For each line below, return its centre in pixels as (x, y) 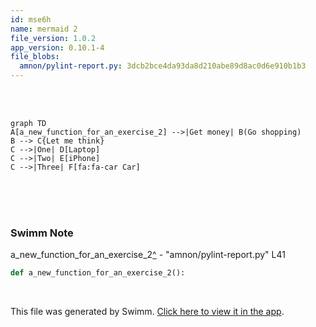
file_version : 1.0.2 (53, 38)
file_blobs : (35, 57)
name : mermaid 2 (44, 29)
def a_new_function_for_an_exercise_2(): (98, 273)
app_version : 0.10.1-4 (57, 47)
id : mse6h (31, 19)
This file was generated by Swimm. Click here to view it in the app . (147, 312)
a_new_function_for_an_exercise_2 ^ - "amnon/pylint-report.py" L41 (148, 255)
